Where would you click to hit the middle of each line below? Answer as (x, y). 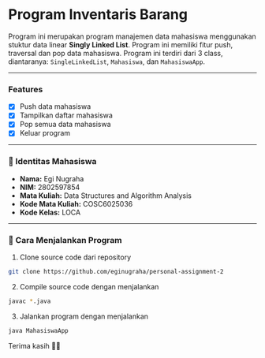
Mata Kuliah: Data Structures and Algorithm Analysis (105, 196)
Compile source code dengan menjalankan (89, 286)
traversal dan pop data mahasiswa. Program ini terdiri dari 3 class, (116, 53)
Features (26, 89)
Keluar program (45, 133)
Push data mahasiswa (55, 106)
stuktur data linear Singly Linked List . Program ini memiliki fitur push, (121, 44)
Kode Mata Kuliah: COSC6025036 (76, 203)
